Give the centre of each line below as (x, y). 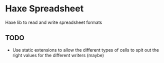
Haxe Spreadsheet (44, 9)
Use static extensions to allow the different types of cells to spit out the (85, 50)
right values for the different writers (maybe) (58, 55)
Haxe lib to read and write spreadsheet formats (54, 22)
